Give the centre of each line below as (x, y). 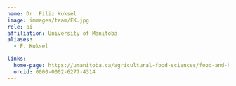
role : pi (20, 27)
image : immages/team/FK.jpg (48, 20)
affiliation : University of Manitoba (63, 33)
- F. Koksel (31, 46)
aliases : (20, 40)
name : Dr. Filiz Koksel (42, 14)
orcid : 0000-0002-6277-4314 (55, 72)
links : (17, 59)
